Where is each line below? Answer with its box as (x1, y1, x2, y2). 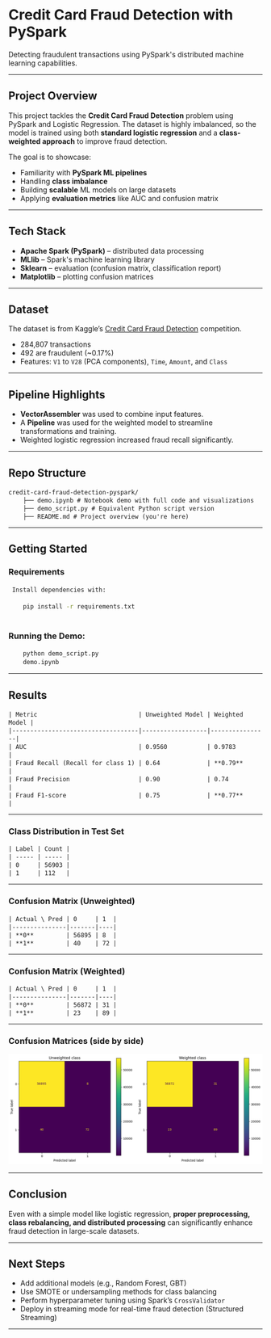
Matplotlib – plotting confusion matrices (19, 271, 155, 281)
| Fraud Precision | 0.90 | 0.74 (8, 776, 229, 784)
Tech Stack (8, 225, 66, 238)
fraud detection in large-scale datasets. (8, 1226, 140, 1235)
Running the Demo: (8, 630, 85, 642)
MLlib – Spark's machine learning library (19, 255, 155, 264)
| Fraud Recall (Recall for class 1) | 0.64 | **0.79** (8, 759, 244, 768)
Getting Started (8, 542, 88, 556)
